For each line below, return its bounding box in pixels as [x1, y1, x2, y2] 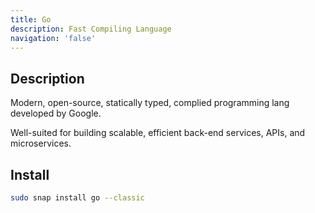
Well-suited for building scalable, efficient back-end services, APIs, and [10, 127, 306, 139]
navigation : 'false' [10, 33, 97, 43]
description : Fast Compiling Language [10, 24, 172, 34]
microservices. [10, 137, 72, 150]
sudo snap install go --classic [10, 193, 145, 203]
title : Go [10, 14, 52, 25]
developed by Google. [10, 107, 102, 120]
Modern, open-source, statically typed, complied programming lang [10, 97, 290, 109]
